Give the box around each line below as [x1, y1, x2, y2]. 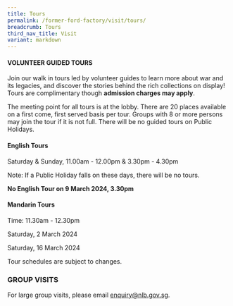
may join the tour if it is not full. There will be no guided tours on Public [7, 118, 213, 126]
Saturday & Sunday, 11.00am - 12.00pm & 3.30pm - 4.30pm [7, 157, 179, 166]
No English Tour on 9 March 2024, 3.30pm [7, 184, 134, 192]
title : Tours [7, 10, 46, 18]
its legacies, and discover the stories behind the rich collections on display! [7, 82, 225, 90]
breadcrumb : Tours [7, 23, 61, 30]
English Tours [7, 141, 49, 149]
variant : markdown [7, 37, 61, 44]
